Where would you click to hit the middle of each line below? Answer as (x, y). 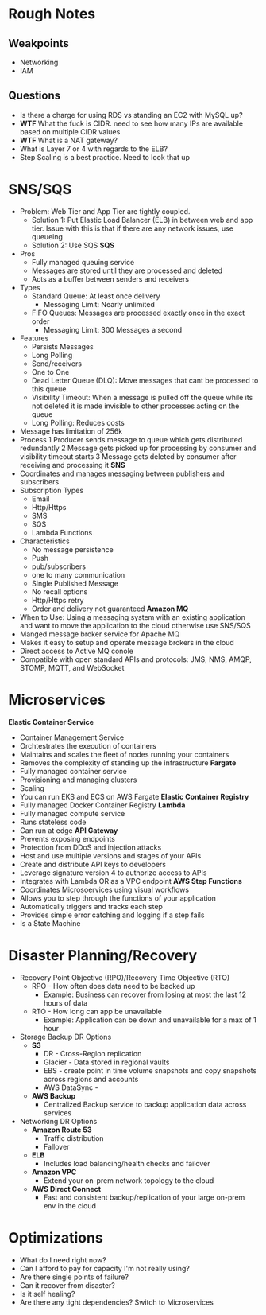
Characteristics (44, 541)
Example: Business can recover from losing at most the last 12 (145, 994)
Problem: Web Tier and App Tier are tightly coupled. (105, 211)
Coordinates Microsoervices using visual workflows (104, 889)
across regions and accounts (91, 1079)
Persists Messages (62, 346)
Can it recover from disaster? (67, 1285)
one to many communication (78, 574)
